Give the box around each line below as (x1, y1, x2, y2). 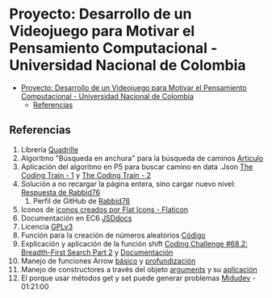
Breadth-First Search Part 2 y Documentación (20, 247, 174, 257)
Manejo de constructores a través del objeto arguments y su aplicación (20, 264, 257, 274)
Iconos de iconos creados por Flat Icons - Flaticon (20, 205, 189, 214)
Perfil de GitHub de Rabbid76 (32, 196, 131, 205)
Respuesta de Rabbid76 (20, 187, 100, 197)
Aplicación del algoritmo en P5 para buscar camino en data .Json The (20, 162, 253, 172)
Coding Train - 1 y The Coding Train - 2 (20, 170, 152, 180)
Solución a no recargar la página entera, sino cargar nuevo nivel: (20, 179, 236, 188)
